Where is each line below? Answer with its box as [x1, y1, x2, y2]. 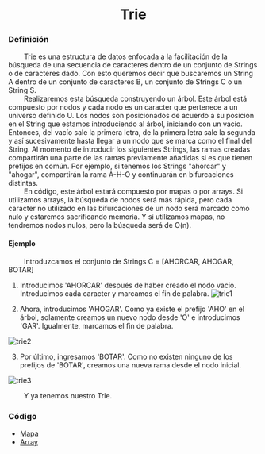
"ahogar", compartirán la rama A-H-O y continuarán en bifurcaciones [8, 170, 234, 179]
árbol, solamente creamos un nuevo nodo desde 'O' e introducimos [19, 312, 240, 322]
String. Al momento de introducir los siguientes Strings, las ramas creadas [8, 144, 251, 154]
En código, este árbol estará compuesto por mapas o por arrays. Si [23, 187, 244, 196]
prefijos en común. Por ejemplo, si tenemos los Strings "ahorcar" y [8, 161, 226, 171]
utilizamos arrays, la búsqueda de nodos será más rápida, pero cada [8, 195, 232, 205]
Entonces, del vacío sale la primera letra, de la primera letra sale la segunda [8, 128, 255, 137]
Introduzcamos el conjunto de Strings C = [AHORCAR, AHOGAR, [23, 256, 234, 266]
